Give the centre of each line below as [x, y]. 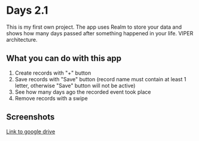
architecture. [22, 39]
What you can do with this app [64, 58]
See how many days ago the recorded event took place [83, 92]
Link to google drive [31, 131]
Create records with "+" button [53, 73]
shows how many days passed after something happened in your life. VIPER [100, 33]
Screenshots [30, 117]
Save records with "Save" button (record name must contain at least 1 [100, 79]
